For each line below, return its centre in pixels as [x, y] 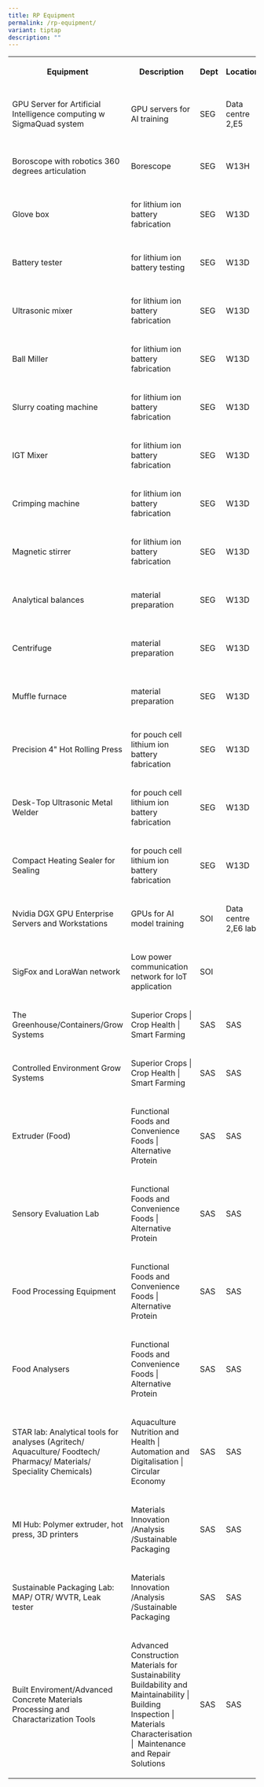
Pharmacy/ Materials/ [51, 1462]
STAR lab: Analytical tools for [66, 1432]
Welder [26, 813]
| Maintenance [158, 1744]
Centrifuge [32, 648]
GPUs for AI [152, 914]
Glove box [31, 215]
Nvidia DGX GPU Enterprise [63, 914]
